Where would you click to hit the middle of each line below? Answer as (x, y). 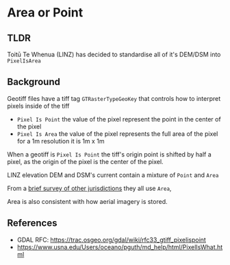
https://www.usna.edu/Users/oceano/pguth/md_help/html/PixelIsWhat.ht (120, 247)
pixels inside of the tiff (38, 106)
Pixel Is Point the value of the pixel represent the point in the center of (119, 119)
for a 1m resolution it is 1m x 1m (61, 141)
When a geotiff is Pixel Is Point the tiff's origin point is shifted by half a (110, 154)
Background (34, 82)
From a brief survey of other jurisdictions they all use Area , (89, 188)
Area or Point (45, 13)
